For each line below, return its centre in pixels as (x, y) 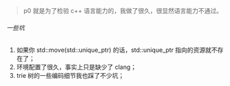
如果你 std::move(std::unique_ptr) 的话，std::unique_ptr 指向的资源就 (114, 50)
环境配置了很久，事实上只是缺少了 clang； (76, 67)
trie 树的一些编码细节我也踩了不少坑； (70, 76)
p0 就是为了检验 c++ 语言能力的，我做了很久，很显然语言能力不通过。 (123, 11)
